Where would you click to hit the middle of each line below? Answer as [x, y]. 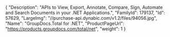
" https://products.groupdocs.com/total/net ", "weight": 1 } [65, 29]
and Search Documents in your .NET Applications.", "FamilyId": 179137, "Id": [85, 13]
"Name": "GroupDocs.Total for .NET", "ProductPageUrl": [65, 23]
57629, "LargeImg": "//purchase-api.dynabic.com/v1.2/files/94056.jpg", [81, 18]
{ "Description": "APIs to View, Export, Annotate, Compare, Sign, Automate [84, 7]
